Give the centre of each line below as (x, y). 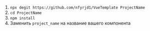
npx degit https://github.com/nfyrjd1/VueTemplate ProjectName (78, 7)
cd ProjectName (26, 13)
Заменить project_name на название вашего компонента (70, 23)
